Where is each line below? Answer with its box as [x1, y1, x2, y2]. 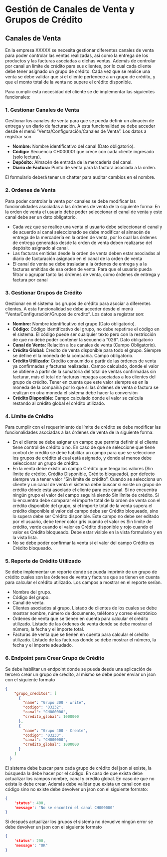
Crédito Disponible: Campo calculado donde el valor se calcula [12, 395, 144, 401]
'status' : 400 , [14, 800, 46, 806]
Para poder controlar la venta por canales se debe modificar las [5, 198, 136, 204]
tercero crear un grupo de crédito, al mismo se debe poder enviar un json [5, 671, 156, 677]
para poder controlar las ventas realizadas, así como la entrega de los [5, 52, 149, 58]
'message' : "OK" [14, 843, 48, 848]
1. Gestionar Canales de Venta [5, 106, 79, 113]
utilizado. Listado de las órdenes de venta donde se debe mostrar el [12, 621, 153, 627]
